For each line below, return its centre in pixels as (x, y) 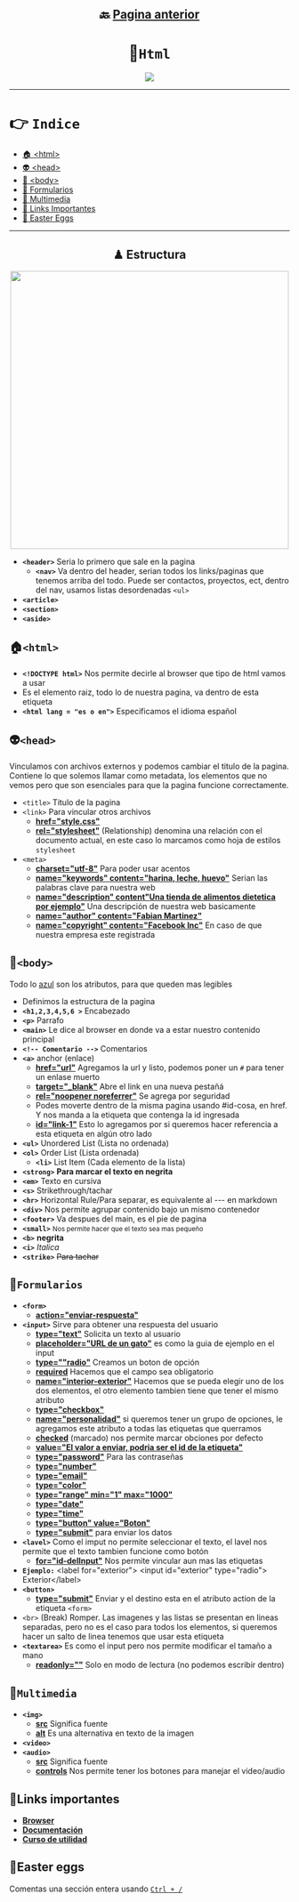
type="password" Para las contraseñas (109, 1457)
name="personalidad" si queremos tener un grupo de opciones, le (159, 1419)
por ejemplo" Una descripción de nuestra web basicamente (145, 906)
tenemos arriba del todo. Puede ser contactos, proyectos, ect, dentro (162, 581)
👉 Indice (44, 123)
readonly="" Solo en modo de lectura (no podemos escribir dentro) (160, 1665)
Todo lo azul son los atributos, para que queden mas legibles (121, 984)
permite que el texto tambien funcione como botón (115, 1551)
